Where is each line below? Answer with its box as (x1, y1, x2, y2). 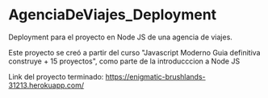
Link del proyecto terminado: (8, 71, 104, 81)
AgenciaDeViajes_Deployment (8, 6, 217, 24)
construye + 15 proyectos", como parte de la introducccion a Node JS (8, 56, 241, 66)
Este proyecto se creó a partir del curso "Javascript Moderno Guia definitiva (8, 47, 261, 57)
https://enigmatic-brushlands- (105, 71, 206, 81)
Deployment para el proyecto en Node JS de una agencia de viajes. (8, 32, 232, 42)
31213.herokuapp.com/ (8, 80, 85, 90)
